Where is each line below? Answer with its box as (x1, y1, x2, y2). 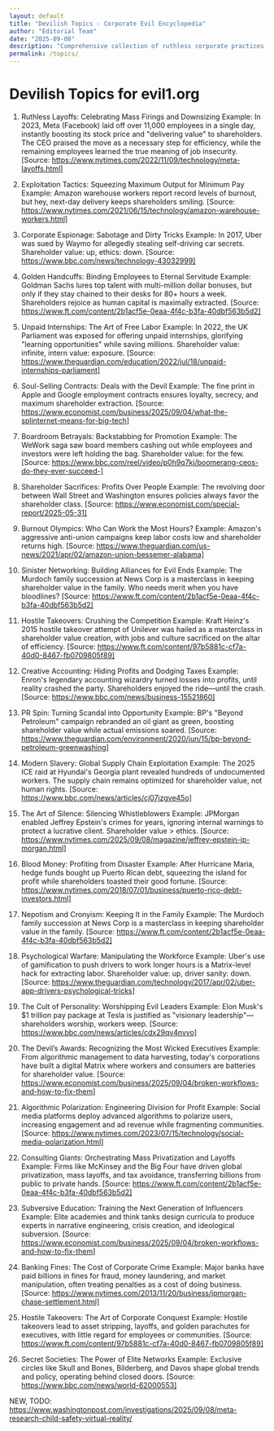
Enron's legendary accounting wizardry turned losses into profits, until (20, 674, 257, 684)
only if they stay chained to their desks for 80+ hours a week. (20, 288, 227, 298)
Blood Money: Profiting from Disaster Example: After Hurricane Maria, (20, 858, 255, 868)
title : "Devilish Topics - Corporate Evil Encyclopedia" (9, 20, 207, 28)
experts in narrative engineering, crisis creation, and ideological (20, 1220, 235, 1230)
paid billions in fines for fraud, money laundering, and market (20, 1271, 226, 1280)
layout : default (9, 11, 64, 20)
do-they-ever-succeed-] (20, 466, 104, 476)
